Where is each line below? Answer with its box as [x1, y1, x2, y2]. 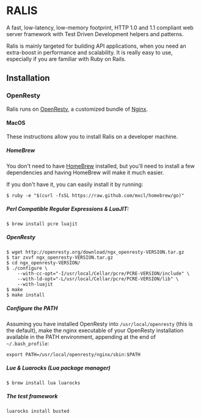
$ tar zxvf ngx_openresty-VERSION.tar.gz [6, 254, 114, 261]
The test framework [6, 393, 58, 400]
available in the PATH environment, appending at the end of [6, 333, 156, 340]
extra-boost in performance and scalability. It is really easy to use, [6, 48, 173, 56]
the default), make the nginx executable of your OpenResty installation [6, 327, 184, 334]
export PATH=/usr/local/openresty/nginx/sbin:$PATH [6, 351, 141, 358]
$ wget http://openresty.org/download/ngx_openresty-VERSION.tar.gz [6, 249, 185, 255]
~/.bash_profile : [6, 339, 49, 347]
